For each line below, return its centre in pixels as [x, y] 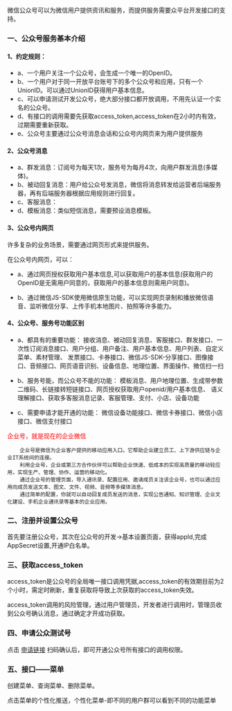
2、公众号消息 [27, 150]
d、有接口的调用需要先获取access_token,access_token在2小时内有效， [118, 116]
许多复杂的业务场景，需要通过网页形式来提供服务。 [80, 244]
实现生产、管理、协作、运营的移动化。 [64, 472]
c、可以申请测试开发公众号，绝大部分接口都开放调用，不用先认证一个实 [119, 99]
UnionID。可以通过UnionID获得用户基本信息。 [83, 90]
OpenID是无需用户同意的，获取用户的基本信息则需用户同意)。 [105, 282]
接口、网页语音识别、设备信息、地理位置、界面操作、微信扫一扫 [132, 366]
